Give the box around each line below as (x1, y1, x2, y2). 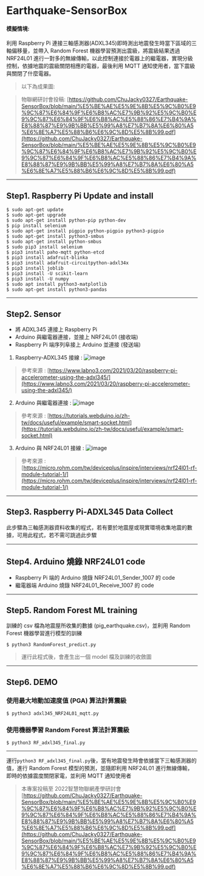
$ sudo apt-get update (6, 207, 64, 213)
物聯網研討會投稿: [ (21, 96, 69, 103)
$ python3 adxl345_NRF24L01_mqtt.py (6, 711, 99, 717)
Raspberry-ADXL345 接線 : (15, 354, 83, 361)
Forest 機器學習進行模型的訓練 (6, 630, 83, 637)
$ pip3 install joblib (6, 265, 64, 271)
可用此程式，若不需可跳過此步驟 (16, 531, 97, 538)
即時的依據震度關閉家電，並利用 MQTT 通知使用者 (6, 772, 132, 779)
